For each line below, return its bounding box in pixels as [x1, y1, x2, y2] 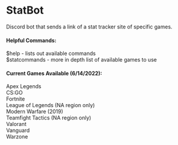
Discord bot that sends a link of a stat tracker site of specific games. [6, 23, 173, 30]
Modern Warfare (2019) [6, 108, 63, 115]
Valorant [6, 121, 27, 128]
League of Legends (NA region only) [6, 102, 95, 109]
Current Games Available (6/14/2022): [6, 69, 102, 77]
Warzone [6, 133, 28, 140]
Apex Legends [6, 83, 41, 90]
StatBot [6, 4, 44, 17]
